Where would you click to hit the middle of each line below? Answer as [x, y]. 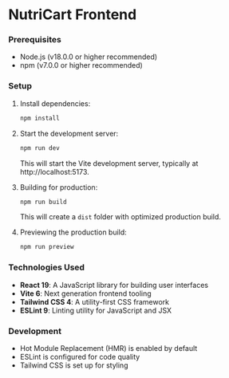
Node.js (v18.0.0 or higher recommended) [89, 57]
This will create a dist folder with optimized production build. [120, 217]
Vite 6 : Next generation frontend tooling [85, 293]
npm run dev [39, 148]
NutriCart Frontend [73, 15]
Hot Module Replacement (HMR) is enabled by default [109, 348]
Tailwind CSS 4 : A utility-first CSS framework [95, 301]
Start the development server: [69, 133]
